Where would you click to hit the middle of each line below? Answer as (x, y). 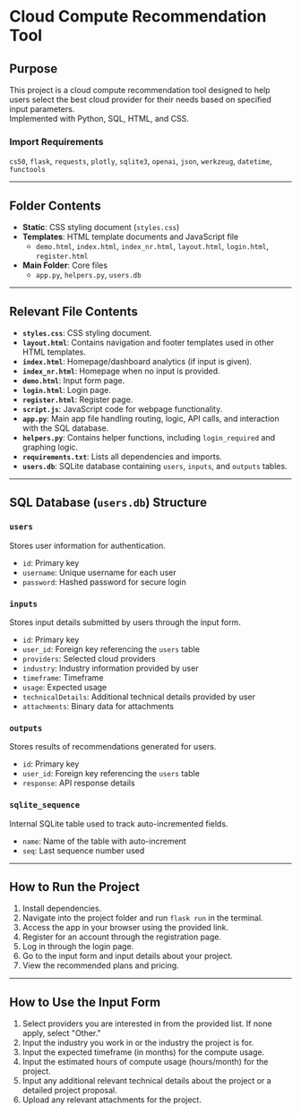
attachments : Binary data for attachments (98, 706)
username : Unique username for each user (99, 572)
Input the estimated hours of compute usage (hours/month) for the (145, 1062)
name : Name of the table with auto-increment (104, 841)
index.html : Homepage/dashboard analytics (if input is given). (137, 361)
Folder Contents (55, 206)
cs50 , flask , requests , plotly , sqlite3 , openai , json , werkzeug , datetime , (141, 161)
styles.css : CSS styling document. (87, 332)
